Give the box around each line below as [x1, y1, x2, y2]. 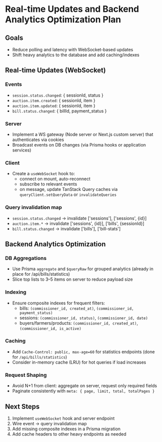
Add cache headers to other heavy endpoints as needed [12, 431, 127, 437]
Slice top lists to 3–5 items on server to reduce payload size [12, 276, 133, 282]
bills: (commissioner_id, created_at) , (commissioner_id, [19, 305, 134, 311]
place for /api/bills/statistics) [12, 271, 70, 277]
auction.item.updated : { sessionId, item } [12, 103, 96, 109]
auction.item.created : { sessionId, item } [12, 97, 96, 103]
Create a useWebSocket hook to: [12, 171, 75, 177]
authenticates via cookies [12, 137, 64, 143]
